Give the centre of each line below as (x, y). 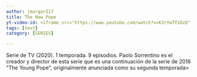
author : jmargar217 (30, 11)
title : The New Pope (31, 17)
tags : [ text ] (22, 28)
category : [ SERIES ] (30, 34)
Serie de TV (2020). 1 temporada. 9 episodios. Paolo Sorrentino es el (89, 55)
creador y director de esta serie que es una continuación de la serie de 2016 (98, 62)
